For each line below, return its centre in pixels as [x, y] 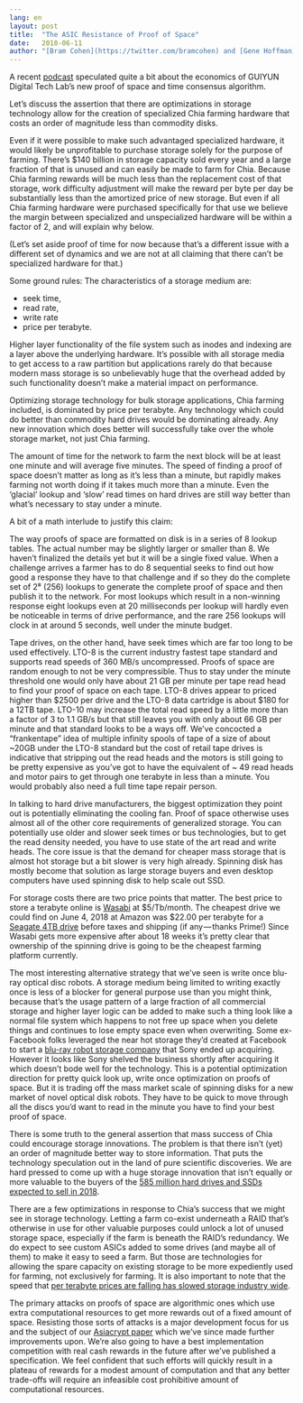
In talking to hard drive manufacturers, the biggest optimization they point [146, 804]
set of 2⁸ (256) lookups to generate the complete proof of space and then [147, 587]
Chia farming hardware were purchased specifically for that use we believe [149, 207]
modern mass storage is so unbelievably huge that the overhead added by [147, 373]
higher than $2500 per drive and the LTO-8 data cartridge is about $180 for [149, 701]
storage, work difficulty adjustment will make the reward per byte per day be [151, 188]
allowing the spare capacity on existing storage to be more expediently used [151, 1267]
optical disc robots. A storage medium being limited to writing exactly [152, 983]
